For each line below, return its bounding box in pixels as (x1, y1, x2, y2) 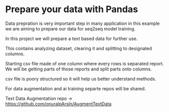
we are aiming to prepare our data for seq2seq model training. (5, 25, 136, 31)
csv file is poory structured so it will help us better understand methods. (5, 76, 156, 82)
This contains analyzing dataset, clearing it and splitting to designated (5, 45, 152, 51)
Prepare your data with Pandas (5, 4, 138, 15)
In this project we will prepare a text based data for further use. (5, 35, 138, 42)
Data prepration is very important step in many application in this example (5, 20, 160, 26)
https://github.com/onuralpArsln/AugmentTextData (5, 100, 112, 107)
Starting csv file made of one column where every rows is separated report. (5, 60, 164, 66)
